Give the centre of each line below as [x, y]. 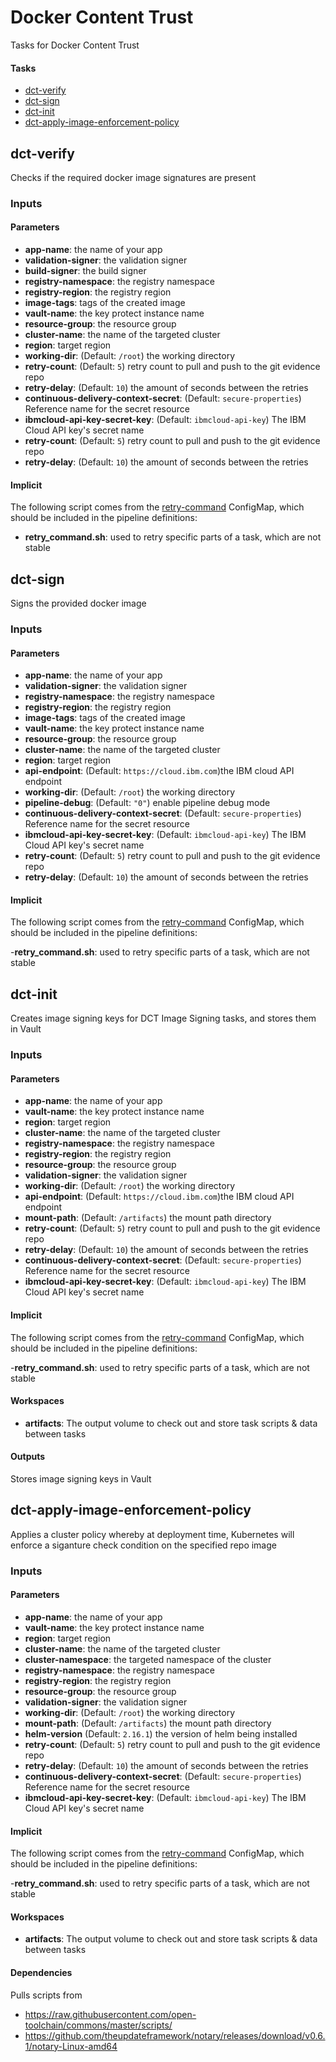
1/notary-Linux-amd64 [71, 2046]
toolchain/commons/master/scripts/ [98, 2025]
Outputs [28, 1457]
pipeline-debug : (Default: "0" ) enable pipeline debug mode [147, 803]
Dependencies [41, 1972]
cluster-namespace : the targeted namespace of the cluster [148, 1659]
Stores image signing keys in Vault [81, 1478]
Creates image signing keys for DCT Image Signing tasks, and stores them [163, 1018]
